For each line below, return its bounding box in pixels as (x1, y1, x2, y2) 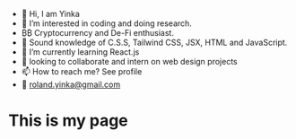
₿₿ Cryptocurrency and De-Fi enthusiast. (21, 28, 174, 38)
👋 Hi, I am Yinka (21, 9, 80, 19)
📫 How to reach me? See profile (21, 66, 143, 76)
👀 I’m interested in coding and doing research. (21, 18, 192, 29)
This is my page (8, 110, 129, 131)
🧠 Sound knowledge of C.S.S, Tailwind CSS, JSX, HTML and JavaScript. (21, 37, 288, 48)
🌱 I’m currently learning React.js (21, 47, 140, 57)
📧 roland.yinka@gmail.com (21, 79, 121, 90)
